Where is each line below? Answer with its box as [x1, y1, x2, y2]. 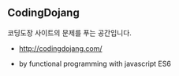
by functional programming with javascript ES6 [18, 59, 171, 68]
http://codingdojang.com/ [18, 43, 103, 53]
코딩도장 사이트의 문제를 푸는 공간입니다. [7, 27, 132, 38]
